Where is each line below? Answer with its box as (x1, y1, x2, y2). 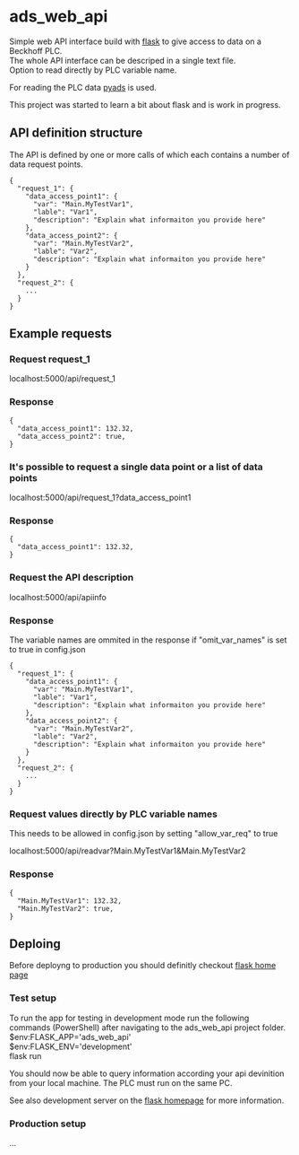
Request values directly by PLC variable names (9, 808, 218, 820)
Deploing (9, 936, 61, 951)
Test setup (9, 992, 56, 1004)
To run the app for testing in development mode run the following (9, 1012, 250, 1023)
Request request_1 (9, 353, 91, 365)
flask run (9, 1050, 42, 1061)
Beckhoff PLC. (9, 45, 63, 56)
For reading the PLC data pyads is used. (9, 82, 157, 92)
